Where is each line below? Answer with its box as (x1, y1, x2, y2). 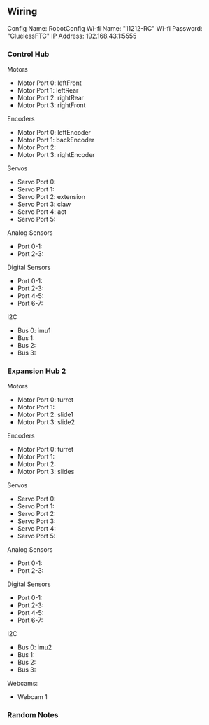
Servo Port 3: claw (17, 200, 71, 209)
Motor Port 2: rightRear (17, 94, 85, 102)
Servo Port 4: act (17, 208, 67, 216)
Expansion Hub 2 (7, 366, 66, 376)
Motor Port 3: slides (17, 468, 75, 476)
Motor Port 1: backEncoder (17, 136, 95, 144)
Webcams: (7, 679, 38, 688)
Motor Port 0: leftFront (17, 79, 82, 87)
